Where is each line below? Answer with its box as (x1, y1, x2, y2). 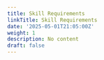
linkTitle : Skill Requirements (7, 17, 98, 23)
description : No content (7, 36, 79, 43)
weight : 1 (7, 29, 36, 37)
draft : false (7, 42, 45, 49)
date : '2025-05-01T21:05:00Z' (7, 23, 95, 30)
